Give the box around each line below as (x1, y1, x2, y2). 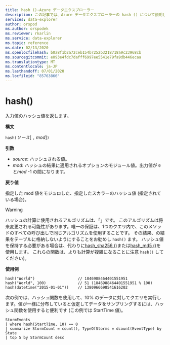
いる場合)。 (5, 196, 29, 202)
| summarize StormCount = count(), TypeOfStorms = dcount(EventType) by (5, 326, 162, 331)
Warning (5, 206, 23, 213)
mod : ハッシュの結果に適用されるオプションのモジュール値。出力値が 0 (12, 162, 161, 168)
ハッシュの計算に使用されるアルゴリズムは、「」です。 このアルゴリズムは (5, 217, 159, 223)
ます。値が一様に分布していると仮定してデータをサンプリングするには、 (5, 300, 155, 307)
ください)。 (5, 255, 29, 261)
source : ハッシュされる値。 (12, 156, 70, 162)
